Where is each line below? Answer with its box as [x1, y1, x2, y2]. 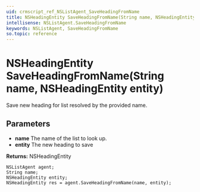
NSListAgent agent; [6, 164, 55, 170]
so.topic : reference [6, 31, 58, 37]
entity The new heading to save [14, 141, 93, 148]
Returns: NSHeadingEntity [6, 153, 71, 160]
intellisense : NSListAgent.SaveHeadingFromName [6, 20, 127, 26]
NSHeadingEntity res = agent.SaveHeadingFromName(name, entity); [6, 179, 171, 185]
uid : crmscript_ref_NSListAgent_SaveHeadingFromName [6, 8, 140, 15]
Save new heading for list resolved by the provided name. [6, 102, 148, 109]
